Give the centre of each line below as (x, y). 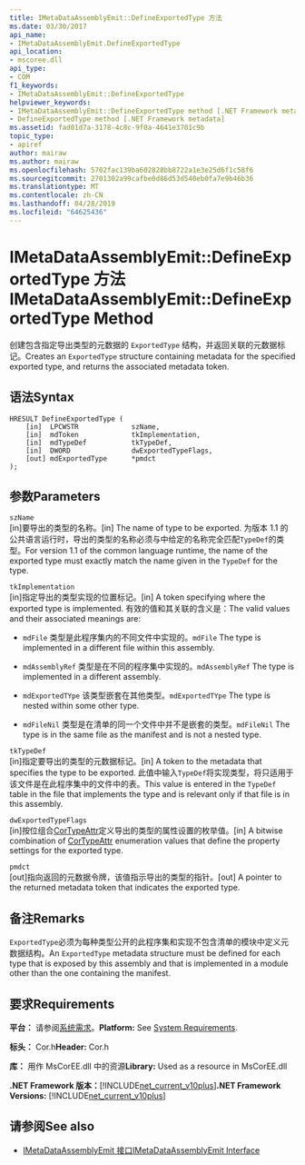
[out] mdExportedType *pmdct (91, 458)
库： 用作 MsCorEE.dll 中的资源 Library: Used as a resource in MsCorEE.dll (148, 1066)
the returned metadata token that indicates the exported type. (125, 888)
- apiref (26, 144)
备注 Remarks (47, 918)
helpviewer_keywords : (50, 102)
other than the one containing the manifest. (90, 973)
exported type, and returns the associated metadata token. (119, 366)
